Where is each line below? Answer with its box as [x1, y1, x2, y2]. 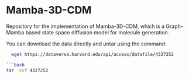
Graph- [166, 23, 183, 30]
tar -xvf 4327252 [6, 68, 49, 73]
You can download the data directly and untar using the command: [6, 40, 167, 47]
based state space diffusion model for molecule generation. [25, 29, 170, 36]
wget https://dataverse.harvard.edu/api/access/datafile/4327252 [11, 51, 174, 57]
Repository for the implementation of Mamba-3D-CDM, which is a [6, 23, 165, 30]
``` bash [6, 62, 25, 68]
